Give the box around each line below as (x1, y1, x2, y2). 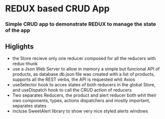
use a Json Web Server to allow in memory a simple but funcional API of (12, 65, 160, 72)
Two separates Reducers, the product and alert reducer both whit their (12, 92, 157, 98)
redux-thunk (12, 60, 38, 66)
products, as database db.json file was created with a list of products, (12, 71, 155, 77)
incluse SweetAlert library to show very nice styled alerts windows (12, 108, 149, 114)
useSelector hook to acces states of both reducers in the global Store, (12, 81, 156, 87)
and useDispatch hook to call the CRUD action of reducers (12, 87, 132, 93)
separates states (12, 103, 47, 109)
